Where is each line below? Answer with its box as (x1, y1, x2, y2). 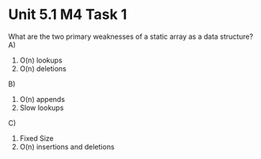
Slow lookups (19, 103, 64, 112)
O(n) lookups (19, 55, 63, 65)
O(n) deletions (19, 63, 67, 73)
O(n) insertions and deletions (19, 142, 115, 151)
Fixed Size (19, 133, 54, 143)
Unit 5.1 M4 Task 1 (8, 6, 127, 24)
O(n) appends (19, 94, 66, 104)
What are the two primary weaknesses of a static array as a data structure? (8, 32, 254, 41)
